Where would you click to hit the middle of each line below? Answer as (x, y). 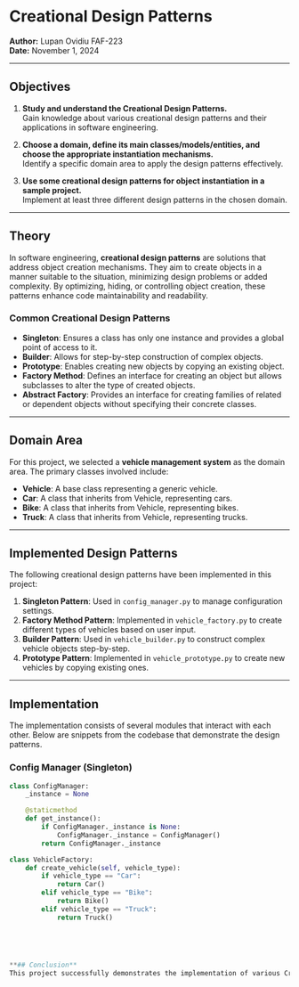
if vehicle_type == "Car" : (91, 876)
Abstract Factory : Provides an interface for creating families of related (152, 395)
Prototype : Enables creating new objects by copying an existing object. (153, 366)
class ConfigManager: (49, 786)
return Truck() (85, 918)
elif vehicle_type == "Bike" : (97, 893)
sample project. (52, 190)
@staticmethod (51, 811)
